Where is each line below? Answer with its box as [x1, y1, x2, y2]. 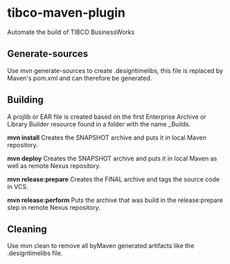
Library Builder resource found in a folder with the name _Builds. [7, 119, 191, 128]
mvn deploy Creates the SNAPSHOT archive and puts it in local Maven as [7, 154, 218, 163]
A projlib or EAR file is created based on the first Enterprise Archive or [7, 113, 206, 121]
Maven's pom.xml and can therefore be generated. [7, 74, 152, 82]
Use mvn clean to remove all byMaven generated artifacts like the [7, 242, 195, 250]
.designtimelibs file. [7, 249, 63, 258]
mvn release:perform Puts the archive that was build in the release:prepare [7, 196, 224, 204]
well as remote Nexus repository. [7, 161, 101, 170]
